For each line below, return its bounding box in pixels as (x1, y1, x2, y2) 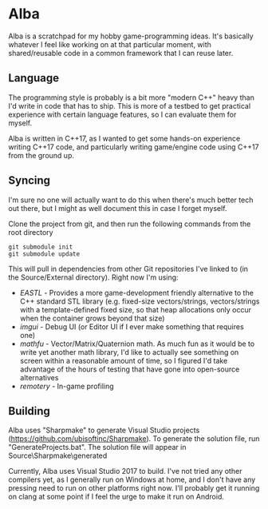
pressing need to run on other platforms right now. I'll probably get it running (8, 483, 260, 493)
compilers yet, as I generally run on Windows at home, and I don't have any (8, 475, 256, 484)
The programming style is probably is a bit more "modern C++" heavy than (8, 93, 255, 102)
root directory (8, 227, 53, 237)
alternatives (19, 372, 59, 382)
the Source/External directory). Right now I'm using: (8, 272, 179, 282)
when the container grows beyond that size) (19, 313, 165, 323)
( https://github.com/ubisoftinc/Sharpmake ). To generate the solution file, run (8, 434, 260, 443)
